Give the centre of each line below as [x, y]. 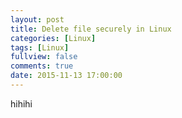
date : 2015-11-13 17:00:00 [66, 76]
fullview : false [44, 57]
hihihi [21, 103]
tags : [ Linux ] [40, 47]
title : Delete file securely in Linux [91, 29]
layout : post [37, 19]
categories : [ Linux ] [53, 38]
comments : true [42, 66]
